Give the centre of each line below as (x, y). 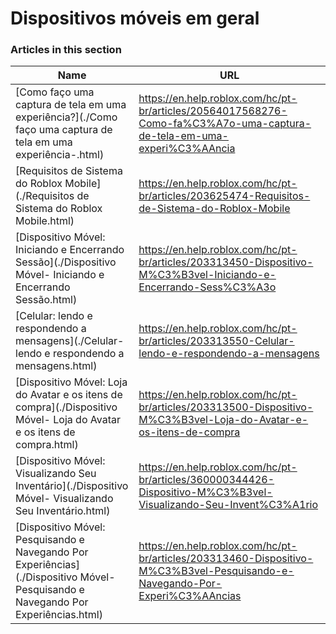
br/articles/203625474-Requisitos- (224, 196)
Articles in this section (66, 50)
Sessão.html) (46, 300)
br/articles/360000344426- (206, 480)
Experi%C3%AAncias (190, 596)
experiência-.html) (60, 155)
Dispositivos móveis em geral (135, 18)
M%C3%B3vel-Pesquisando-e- (216, 571)
